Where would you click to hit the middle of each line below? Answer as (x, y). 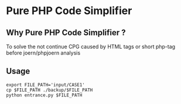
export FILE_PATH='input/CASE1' (45, 85)
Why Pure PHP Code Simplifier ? (66, 33)
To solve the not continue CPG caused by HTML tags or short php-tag (91, 46)
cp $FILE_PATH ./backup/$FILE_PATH (49, 90)
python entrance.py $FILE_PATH (44, 95)
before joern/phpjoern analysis (43, 53)
